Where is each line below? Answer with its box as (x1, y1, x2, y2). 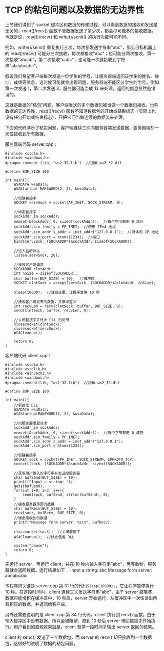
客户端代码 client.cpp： (5, 352, 52, 358)
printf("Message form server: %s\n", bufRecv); (14, 520, 112, 525)
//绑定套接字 (14, 209, 37, 214)
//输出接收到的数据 (14, 516, 48, 521)
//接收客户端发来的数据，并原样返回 (14, 299, 77, 304)
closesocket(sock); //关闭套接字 (14, 529, 81, 534)
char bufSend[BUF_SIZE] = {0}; (14, 475, 78, 480)
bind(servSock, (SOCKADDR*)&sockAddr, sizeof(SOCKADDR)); (14, 239, 134, 244)
